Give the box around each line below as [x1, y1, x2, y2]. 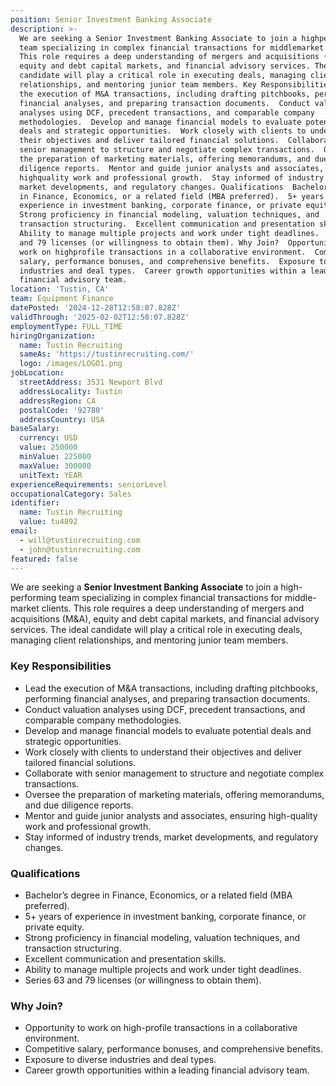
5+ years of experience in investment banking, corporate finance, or [24, 910, 307, 922]
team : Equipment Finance [10, 294, 114, 304]
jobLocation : [10, 368, 65, 378]
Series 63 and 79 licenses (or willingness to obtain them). [24, 974, 262, 986]
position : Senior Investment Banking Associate [10, 14, 213, 25]
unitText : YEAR [19, 470, 83, 480]
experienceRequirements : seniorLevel [10, 479, 168, 490]
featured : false [10, 554, 78, 564]
